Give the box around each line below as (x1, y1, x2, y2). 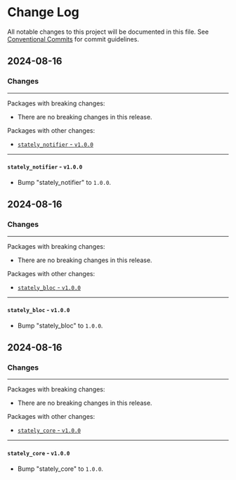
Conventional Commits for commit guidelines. (7, 34, 139, 43)
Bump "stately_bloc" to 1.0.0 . (17, 321, 103, 330)
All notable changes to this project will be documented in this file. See (7, 27, 209, 36)
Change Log (7, 4, 79, 20)
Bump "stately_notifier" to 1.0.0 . (17, 178, 111, 186)
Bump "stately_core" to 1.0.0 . (17, 465, 104, 473)
